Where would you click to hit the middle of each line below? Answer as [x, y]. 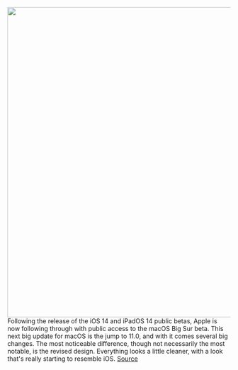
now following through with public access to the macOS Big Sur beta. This [115, 329]
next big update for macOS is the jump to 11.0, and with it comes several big [118, 336]
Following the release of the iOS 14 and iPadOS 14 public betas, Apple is [112, 321]
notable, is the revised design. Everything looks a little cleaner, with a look [115, 351]
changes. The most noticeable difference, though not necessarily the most [116, 343]
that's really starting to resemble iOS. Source [73, 359]
